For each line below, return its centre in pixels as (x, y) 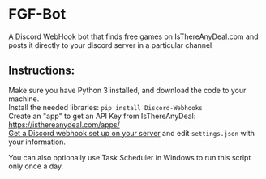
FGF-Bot (37, 14)
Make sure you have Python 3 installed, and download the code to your (127, 90)
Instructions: (42, 71)
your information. (37, 142)
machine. (24, 99)
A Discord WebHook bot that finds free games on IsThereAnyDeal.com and (133, 36)
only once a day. (36, 166)
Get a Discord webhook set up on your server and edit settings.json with (132, 133)
